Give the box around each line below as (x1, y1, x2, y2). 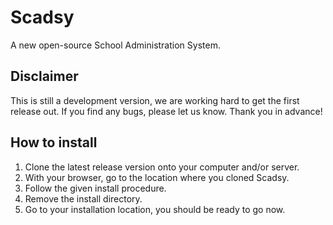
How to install (10, 134, 98, 151)
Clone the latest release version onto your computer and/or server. (24, 161, 300, 173)
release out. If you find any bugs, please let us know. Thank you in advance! (10, 105, 323, 117)
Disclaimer (10, 68, 79, 85)
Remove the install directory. (24, 192, 143, 205)
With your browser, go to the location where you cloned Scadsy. (24, 171, 290, 183)
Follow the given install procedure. (24, 182, 167, 194)
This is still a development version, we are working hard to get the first (10, 94, 300, 106)
